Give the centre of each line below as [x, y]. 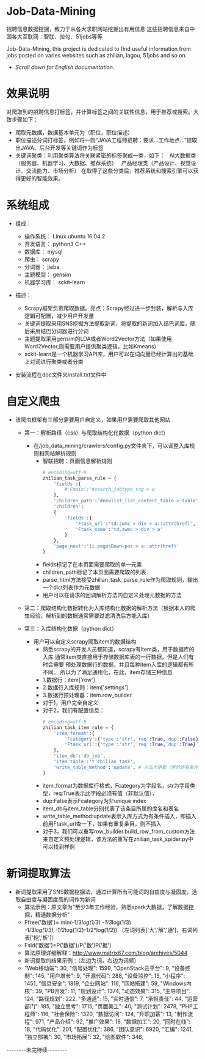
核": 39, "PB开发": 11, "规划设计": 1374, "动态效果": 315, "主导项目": [107, 991]
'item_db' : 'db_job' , [79, 756]
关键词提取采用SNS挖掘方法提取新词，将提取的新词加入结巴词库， [107, 323]
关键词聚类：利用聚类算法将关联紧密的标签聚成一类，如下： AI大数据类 [106, 155]
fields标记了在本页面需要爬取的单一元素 [92, 564]
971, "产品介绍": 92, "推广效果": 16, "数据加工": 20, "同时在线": [113, 1021]
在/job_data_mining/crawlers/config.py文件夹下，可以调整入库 [112, 445]
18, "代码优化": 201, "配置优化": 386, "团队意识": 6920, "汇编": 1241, [109, 1029]
